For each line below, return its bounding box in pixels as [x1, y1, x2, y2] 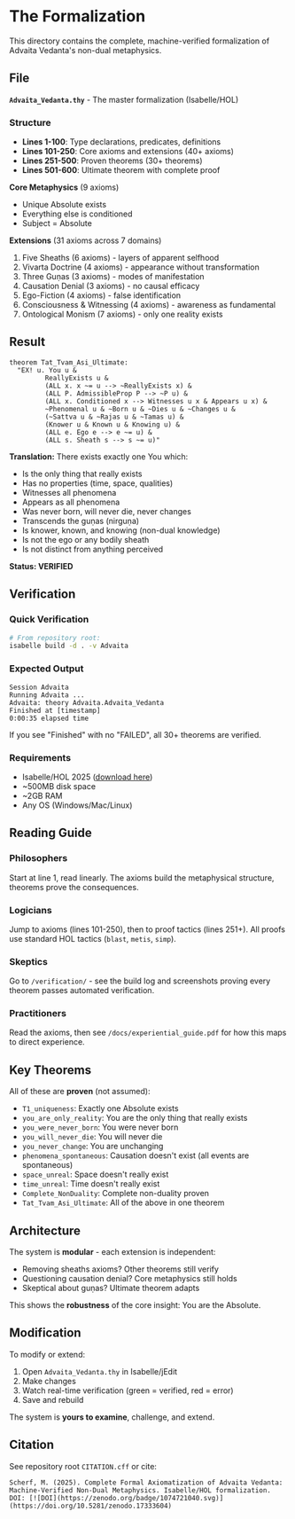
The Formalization [9, 6, 146, 27]
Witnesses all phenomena [21, 487, 117, 497]
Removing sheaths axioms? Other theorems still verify [21, 1264, 220, 1274]
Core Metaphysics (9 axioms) [9, 182, 120, 192]
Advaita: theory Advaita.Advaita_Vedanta [9, 698, 165, 707]
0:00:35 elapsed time [9, 714, 89, 723]
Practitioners [9, 1007, 66, 1020]
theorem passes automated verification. [9, 985, 155, 996]
